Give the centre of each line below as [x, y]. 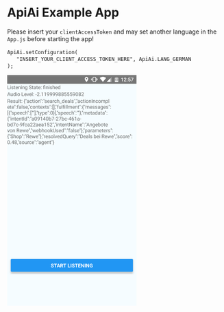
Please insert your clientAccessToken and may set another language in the [112, 32]
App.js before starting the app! [51, 38]
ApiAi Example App [63, 13]
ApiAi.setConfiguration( [42, 52]
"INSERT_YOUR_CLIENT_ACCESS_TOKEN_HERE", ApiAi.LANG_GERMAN [104, 59]
